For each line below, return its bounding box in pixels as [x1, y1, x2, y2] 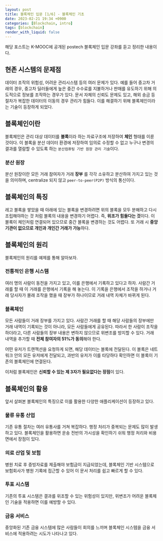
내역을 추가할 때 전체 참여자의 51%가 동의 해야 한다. [5, 336, 102, 342]
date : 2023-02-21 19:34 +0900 [5, 16, 67, 21]
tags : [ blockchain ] [5, 25, 45, 30]
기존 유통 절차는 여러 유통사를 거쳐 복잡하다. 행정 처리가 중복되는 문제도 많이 [5, 424, 149, 430]
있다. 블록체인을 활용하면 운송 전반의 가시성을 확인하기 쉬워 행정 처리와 [14, 430, 148, 436]
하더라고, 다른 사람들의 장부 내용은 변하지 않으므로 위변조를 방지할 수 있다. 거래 [5, 330, 154, 336]
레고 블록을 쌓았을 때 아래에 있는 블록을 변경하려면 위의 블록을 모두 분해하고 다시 [5, 207, 157, 212]
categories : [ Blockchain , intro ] [5, 21, 73, 26]
